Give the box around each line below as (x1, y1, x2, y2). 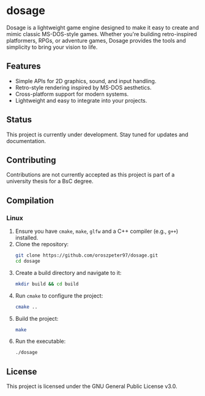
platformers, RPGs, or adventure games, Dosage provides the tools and (6, 37, 186, 44)
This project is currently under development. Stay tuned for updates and (6, 131, 188, 138)
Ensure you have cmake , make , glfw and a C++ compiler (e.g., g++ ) (15, 227, 179, 235)
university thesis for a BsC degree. (6, 178, 94, 185)
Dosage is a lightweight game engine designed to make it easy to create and (6, 24, 199, 31)
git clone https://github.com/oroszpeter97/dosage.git (15, 252, 158, 258)
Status (6, 114, 32, 125)
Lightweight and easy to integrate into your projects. (15, 97, 147, 104)
